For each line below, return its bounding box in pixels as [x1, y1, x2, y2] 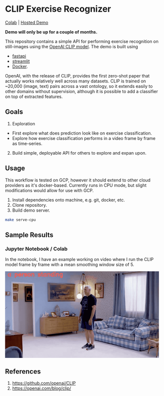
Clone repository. [12, 202, 47, 208]
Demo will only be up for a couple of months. [5, 29, 98, 35]
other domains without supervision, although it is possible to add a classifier [5, 88, 158, 94]
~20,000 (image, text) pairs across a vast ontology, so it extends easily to [5, 83, 153, 89]
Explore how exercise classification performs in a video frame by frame [12, 135, 156, 141]
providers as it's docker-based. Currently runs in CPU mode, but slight [5, 182, 147, 188]
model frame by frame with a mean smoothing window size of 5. [5, 262, 134, 268]
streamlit [12, 58, 30, 64]
